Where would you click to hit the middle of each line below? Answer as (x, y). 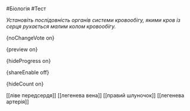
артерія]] (18, 102)
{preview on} (22, 49)
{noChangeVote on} (30, 38)
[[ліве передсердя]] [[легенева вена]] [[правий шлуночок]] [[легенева (95, 95)
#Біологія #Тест (26, 9)
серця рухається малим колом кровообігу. (61, 26)
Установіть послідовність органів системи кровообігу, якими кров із (94, 20)
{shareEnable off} (28, 72)
